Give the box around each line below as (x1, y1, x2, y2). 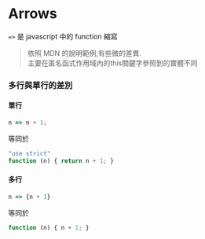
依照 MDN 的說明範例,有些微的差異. (27, 48, 142, 57)
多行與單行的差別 (8, 79, 73, 90)
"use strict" (8, 149, 51, 157)
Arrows (8, 5, 57, 23)
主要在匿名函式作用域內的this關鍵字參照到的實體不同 (27, 58, 198, 68)
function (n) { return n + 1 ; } (8, 156, 114, 165)
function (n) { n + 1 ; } (8, 223, 90, 232)
